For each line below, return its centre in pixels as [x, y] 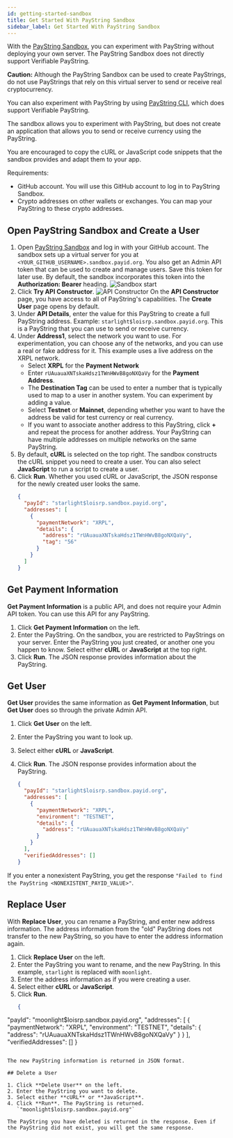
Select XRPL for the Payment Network [83, 365]
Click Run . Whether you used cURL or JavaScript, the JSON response [117, 477]
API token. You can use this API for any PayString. [79, 614]
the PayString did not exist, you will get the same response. [101, 1128]
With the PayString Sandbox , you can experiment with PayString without [111, 47]
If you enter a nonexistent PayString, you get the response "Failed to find [115, 875]
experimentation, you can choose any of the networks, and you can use [120, 343]
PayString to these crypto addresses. [70, 209]
